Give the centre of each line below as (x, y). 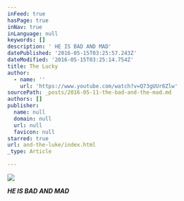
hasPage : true (28, 20)
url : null (28, 125)
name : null (30, 112)
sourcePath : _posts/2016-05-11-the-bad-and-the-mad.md (90, 92)
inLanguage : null (33, 33)
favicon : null (34, 132)
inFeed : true (26, 14)
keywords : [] (26, 40)
